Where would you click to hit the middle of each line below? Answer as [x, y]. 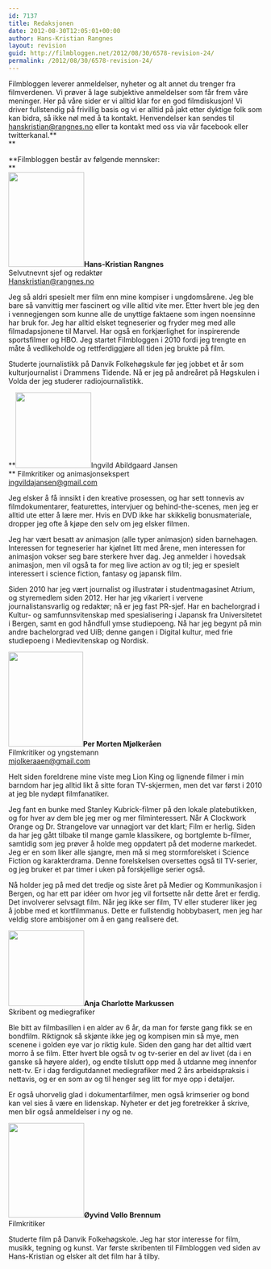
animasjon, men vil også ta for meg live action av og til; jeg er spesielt [124, 564]
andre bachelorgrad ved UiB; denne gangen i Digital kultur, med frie [121, 632]
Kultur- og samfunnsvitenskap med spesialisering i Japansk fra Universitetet [135, 614]
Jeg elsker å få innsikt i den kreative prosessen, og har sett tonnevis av [126, 497]
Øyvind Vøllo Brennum [123, 1215]
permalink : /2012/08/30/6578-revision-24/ [81, 61]
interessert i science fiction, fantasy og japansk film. [95, 573]
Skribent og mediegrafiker [52, 1012]
